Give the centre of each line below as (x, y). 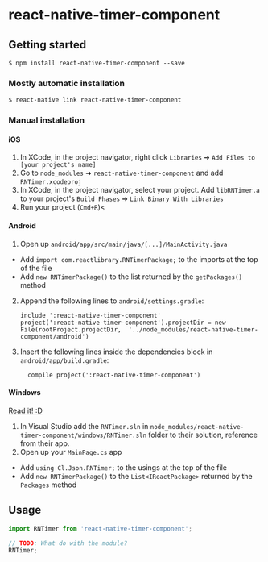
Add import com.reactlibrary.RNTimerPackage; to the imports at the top (139, 259)
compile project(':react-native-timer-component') (114, 375)
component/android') (54, 336)
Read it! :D (25, 410)
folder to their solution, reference (203, 435)
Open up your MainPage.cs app (71, 452)
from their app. (45, 443)
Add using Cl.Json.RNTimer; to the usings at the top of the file (124, 467)
